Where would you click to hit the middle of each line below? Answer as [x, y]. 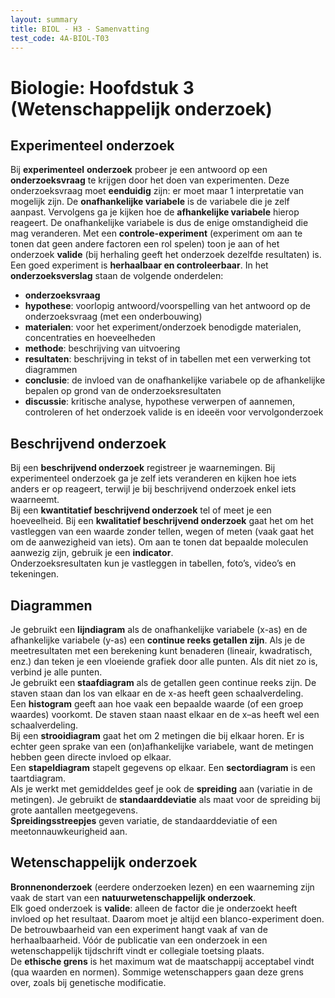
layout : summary [44, 19]
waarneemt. [35, 500]
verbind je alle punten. [56, 672]
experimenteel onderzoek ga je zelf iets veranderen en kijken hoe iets [153, 478]
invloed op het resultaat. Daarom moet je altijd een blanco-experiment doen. [167, 918]
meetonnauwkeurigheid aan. [69, 831]
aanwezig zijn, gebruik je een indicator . [92, 553]
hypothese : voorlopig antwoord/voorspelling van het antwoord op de [167, 306]
